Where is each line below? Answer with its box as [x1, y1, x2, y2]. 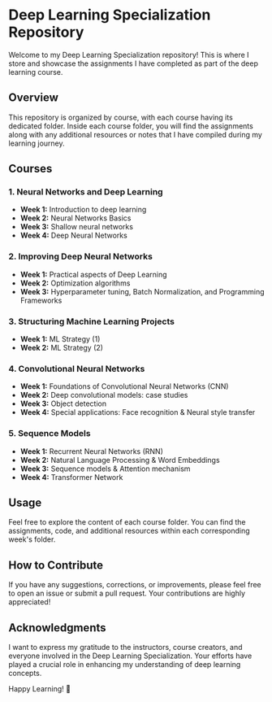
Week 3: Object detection [19, 399, 107, 408]
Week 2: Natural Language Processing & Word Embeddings [19, 455, 221, 464]
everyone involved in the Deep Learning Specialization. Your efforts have [8, 651, 253, 661]
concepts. [8, 669, 42, 678]
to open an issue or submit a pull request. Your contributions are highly [8, 588, 246, 599]
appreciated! [8, 597, 51, 607]
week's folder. [8, 534, 56, 544]
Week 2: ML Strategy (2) [19, 343, 104, 353]
